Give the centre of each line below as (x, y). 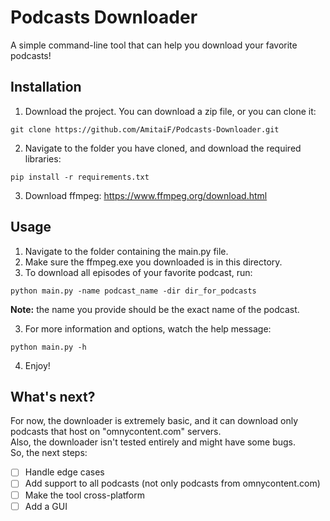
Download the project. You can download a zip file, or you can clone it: (170, 111)
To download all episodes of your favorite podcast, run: (138, 272)
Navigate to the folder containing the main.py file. (126, 251)
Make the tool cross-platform (84, 495)
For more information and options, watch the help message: (148, 328)
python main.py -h (48, 347)
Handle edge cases (64, 472)
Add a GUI (46, 506)
